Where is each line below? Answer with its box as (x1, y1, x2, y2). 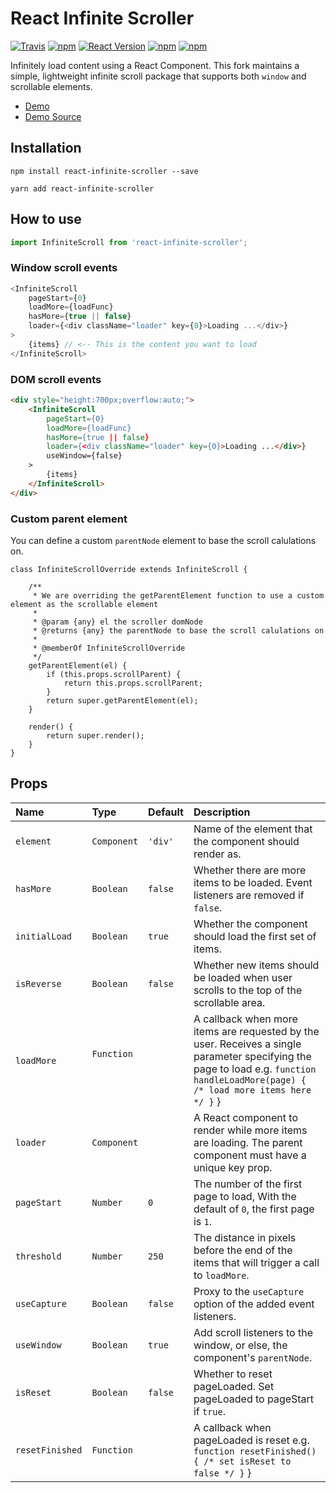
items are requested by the (193, 1024, 320, 1038)
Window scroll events (10, 261, 118, 275)
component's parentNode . (193, 1350, 313, 1364)
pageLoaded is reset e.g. (193, 1433, 310, 1447)
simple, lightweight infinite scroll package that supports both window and (10, 70, 307, 82)
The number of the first (193, 1177, 303, 1191)
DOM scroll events (10, 372, 102, 386)
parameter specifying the (193, 1049, 312, 1063)
